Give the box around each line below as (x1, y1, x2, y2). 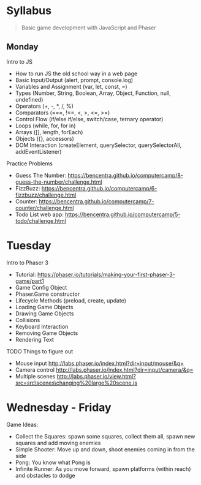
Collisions (15, 316, 40, 323)
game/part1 (15, 277, 45, 285)
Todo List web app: (15, 211, 64, 218)
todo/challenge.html (15, 217, 66, 224)
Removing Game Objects (15, 329, 78, 337)
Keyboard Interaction (15, 323, 69, 330)
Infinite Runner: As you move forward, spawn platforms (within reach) (15, 465, 191, 472)
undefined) (15, 96, 44, 103)
